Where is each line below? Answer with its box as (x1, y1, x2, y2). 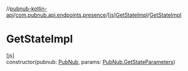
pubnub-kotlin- (10, 5, 47, 12)
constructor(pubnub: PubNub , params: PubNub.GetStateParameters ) (6, 58, 176, 65)
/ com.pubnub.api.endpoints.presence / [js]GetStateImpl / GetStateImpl (13, 11, 182, 18)
